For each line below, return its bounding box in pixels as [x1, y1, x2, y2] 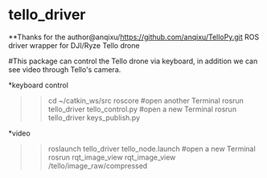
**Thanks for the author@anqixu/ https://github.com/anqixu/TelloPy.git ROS [8, 32, 260, 42]
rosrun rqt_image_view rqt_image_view [47, 152, 176, 162]
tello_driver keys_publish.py [47, 112, 141, 122]
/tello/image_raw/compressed [47, 160, 148, 170]
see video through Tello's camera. [8, 64, 121, 74]
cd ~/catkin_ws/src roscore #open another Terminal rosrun [47, 95, 244, 105]
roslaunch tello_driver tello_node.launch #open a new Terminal [47, 144, 256, 153]
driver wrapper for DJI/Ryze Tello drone [8, 40, 140, 50]
